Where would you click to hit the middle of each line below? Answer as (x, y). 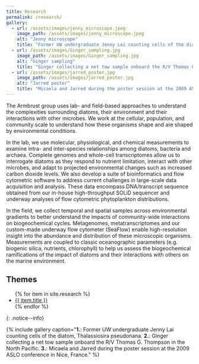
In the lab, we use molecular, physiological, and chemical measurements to (98, 142)
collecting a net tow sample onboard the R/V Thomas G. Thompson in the (96, 342)
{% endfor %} (32, 306)
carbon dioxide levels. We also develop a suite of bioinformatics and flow (95, 174)
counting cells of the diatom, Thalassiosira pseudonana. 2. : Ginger (87, 336)
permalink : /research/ (34, 17)
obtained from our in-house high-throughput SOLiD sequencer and (88, 193)
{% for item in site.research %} (52, 293)
